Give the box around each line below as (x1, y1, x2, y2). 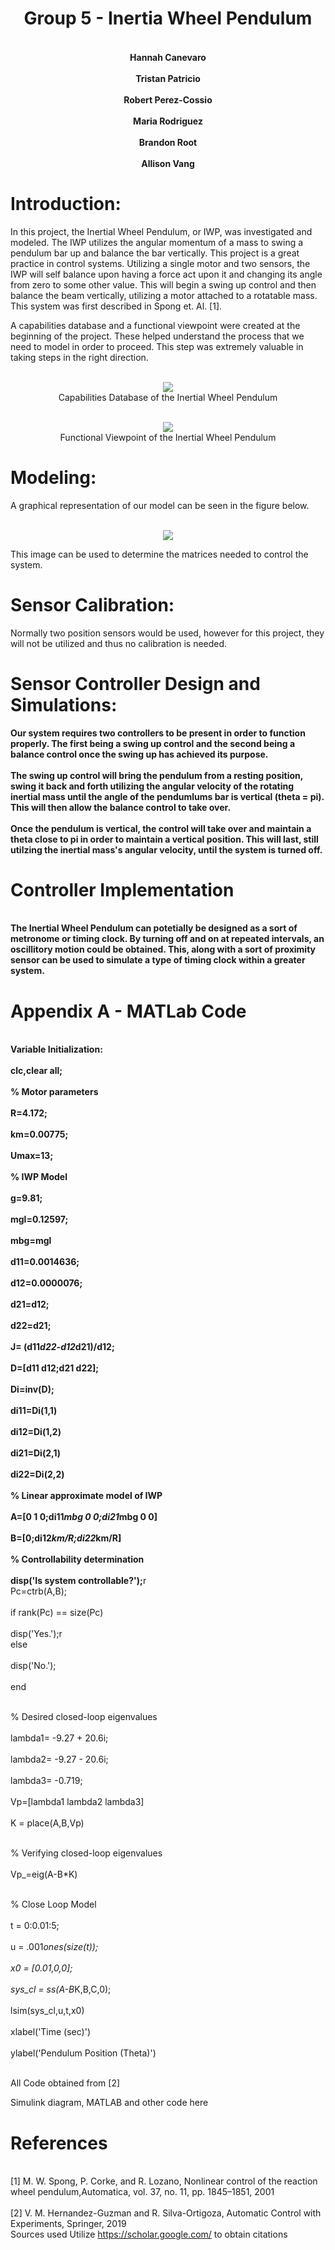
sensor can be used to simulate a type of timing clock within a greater (10, 954, 306, 966)
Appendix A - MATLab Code (10, 1000, 247, 1022)
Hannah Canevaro (129, 51, 207, 63)
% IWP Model (10, 1171, 68, 1183)
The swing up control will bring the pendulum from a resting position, (10, 769, 304, 781)
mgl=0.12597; (10, 1213, 69, 1226)
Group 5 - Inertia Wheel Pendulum (23, 7, 313, 30)
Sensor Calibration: (10, 593, 175, 616)
